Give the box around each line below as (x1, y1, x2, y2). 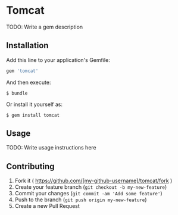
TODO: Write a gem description (6, 23, 83, 30)
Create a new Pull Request (14, 202, 80, 210)
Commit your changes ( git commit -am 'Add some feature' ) (14, 190, 163, 197)
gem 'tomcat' (6, 68, 39, 74)
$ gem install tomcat (6, 112, 60, 118)
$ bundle (6, 90, 28, 96)
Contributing (6, 161, 55, 172)
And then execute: (6, 79, 51, 86)
